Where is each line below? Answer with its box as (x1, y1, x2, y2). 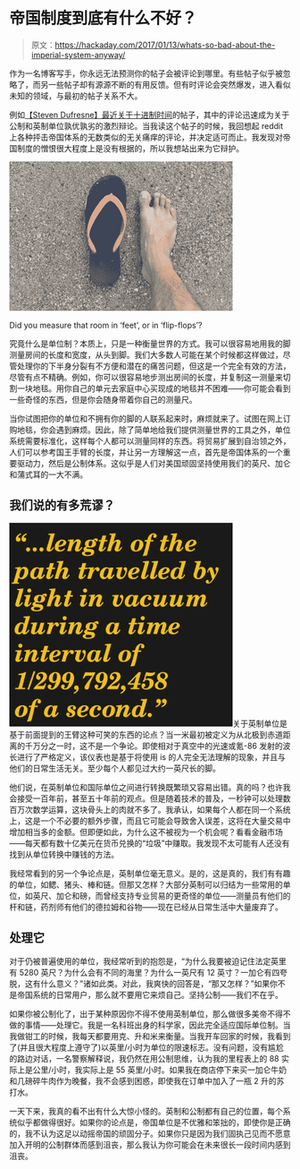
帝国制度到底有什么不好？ (9, 8, 198, 29)
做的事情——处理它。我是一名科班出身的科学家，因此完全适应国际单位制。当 (9, 1020, 291, 1030)
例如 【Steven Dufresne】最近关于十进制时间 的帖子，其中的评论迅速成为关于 (9, 109, 290, 120)
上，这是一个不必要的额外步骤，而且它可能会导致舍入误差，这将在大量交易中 (9, 815, 291, 826)
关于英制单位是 (232, 718, 287, 729)
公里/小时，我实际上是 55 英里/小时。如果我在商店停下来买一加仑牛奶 (32, 1064, 287, 1075)
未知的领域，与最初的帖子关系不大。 (9, 90, 143, 101)
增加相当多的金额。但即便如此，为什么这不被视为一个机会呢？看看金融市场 (9, 826, 283, 837)
